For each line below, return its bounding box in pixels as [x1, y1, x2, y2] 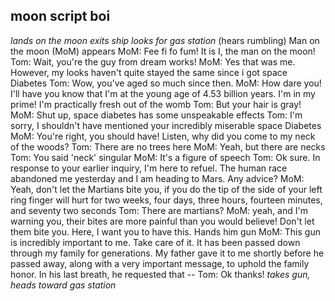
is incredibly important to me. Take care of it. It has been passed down [10, 236, 301, 248]
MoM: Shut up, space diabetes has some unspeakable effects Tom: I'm [10, 109, 303, 121]
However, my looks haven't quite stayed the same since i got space [10, 66, 288, 78]
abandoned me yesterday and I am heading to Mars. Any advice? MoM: [10, 172, 305, 184]
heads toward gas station [10, 279, 117, 291]
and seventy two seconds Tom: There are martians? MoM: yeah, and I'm [10, 204, 308, 216]
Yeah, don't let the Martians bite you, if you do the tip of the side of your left [10, 183, 323, 195]
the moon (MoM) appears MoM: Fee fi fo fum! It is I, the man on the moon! [10, 45, 316, 57]
